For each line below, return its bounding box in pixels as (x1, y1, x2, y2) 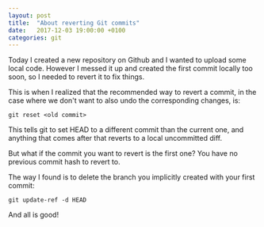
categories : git (8, 33, 62, 42)
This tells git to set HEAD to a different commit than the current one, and (8, 125, 244, 134)
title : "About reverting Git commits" (8, 19, 140, 27)
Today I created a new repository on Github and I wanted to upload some (8, 55, 247, 65)
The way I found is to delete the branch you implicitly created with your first (8, 172, 255, 182)
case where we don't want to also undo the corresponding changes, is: (8, 96, 240, 105)
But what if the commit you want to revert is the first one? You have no (8, 149, 238, 158)
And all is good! (8, 210, 59, 220)
